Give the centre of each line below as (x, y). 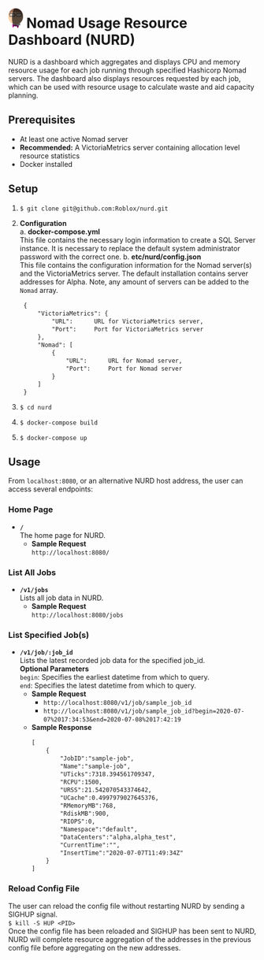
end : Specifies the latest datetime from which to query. (108, 686)
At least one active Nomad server (74, 139)
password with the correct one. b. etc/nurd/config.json (110, 257)
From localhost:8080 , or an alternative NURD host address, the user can (126, 481)
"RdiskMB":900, (85, 814)
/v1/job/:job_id (46, 653)
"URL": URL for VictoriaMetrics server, (128, 321)
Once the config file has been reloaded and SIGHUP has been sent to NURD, (132, 931)
